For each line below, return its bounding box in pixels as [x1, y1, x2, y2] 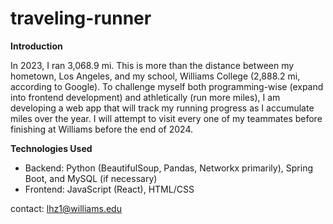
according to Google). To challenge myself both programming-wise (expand [10, 80, 324, 92]
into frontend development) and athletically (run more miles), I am [10, 91, 281, 103]
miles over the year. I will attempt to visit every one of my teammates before [10, 112, 323, 124]
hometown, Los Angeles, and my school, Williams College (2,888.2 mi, [10, 70, 301, 82]
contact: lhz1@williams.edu [10, 202, 122, 214]
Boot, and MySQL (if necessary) [24, 172, 158, 184]
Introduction [10, 40, 63, 52]
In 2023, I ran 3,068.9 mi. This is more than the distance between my [10, 59, 295, 71]
